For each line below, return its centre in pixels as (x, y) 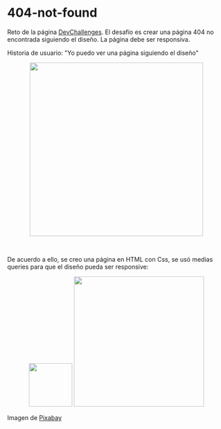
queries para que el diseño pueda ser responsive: (78, 267)
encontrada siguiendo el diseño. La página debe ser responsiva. (99, 39)
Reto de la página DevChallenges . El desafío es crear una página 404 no (110, 32)
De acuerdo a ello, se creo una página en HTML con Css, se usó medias (110, 259)
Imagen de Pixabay (35, 417)
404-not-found (52, 13)
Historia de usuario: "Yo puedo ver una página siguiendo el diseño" (103, 53)
